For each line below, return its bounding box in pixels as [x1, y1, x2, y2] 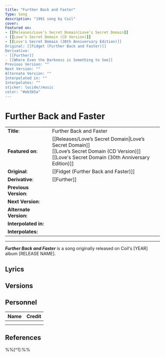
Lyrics [5, 265, 25, 273]
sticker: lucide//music [5, 84, 54, 90]
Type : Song [5, 12, 27, 17]
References [5, 333, 41, 342]
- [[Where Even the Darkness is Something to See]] [5, 57, 113, 62]
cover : [5, 21, 19, 26]
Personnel [5, 298, 37, 307]
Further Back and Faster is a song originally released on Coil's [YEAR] [5, 246, 148, 251]
